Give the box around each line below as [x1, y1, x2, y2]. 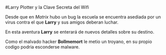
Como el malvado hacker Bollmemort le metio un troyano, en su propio [5, 38, 152, 44]
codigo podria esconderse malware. [5, 44, 80, 49]
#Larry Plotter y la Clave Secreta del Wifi [5, 4, 89, 10]
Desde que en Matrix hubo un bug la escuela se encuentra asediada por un [5, 14, 161, 19]
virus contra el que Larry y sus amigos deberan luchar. [5, 19, 119, 25]
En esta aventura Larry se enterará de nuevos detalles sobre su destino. [5, 29, 154, 34]
